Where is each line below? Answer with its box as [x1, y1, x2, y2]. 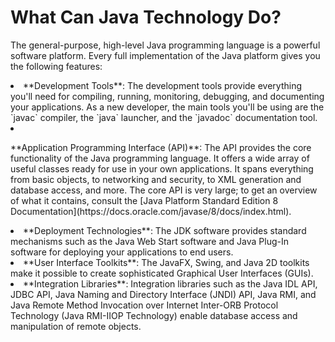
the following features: [10, 60, 103, 72]
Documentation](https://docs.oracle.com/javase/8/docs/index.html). [10, 205, 292, 217]
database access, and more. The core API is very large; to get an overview [10, 184, 318, 196]
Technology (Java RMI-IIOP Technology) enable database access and [10, 309, 298, 321]
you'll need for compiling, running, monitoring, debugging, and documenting [10, 90, 325, 102]
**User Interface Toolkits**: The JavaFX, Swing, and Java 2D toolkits [23, 256, 310, 268]
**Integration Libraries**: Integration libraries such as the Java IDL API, [23, 277, 318, 290]
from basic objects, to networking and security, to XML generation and [10, 173, 302, 185]
